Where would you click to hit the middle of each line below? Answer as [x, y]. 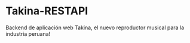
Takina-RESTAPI [47, 11]
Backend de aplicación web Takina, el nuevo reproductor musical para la [95, 27]
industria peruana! [28, 33]
